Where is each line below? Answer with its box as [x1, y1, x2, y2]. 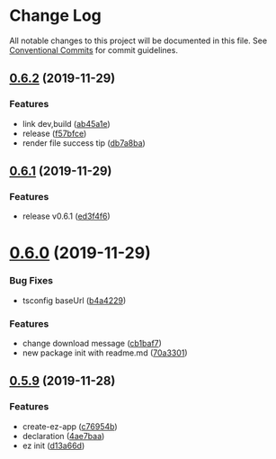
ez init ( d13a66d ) [22, 440, 85, 451]
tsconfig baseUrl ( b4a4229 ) [22, 294, 127, 306]
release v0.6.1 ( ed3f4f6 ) [22, 211, 111, 221]
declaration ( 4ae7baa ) [22, 430, 105, 441]
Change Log [9, 5, 102, 26]
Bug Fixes [9, 274, 54, 287]
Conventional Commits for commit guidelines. [9, 44, 178, 55]
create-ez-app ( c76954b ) [22, 420, 119, 432]
